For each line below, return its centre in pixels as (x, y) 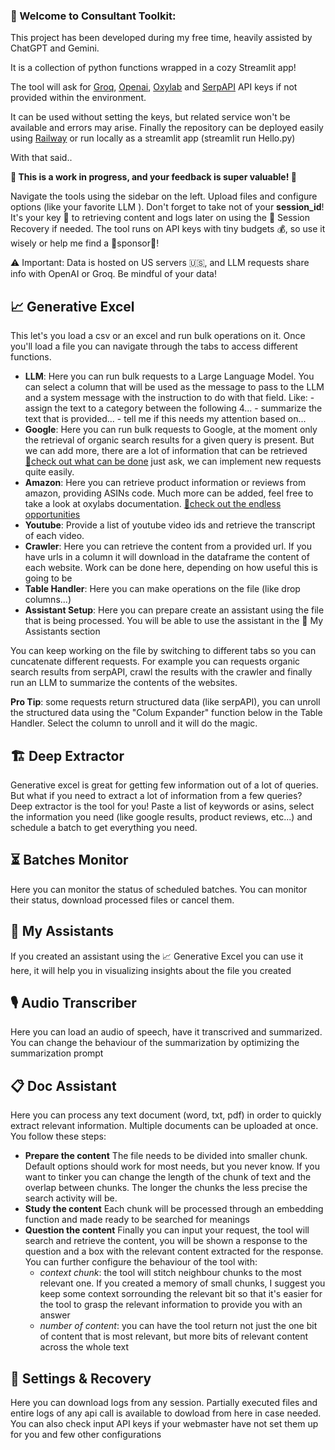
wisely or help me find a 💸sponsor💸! (85, 243)
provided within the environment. (78, 98)
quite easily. (49, 472)
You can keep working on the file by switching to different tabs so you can (163, 651)
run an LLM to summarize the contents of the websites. (124, 683)
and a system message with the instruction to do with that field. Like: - (169, 398)
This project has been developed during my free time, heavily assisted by (161, 38)
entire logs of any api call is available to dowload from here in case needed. (166, 1413)
